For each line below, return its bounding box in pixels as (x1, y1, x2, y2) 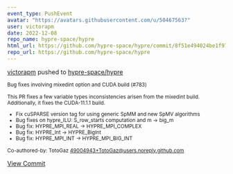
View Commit (7, 159, 46, 167)
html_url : (7, 42, 36, 49)
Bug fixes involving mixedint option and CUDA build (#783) (7, 81, 147, 88)
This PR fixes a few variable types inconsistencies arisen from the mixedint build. (7, 93, 200, 101)
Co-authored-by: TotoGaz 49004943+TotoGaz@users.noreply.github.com (7, 147, 184, 154)
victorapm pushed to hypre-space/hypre (7, 67, 123, 76)
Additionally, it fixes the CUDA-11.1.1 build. (7, 99, 106, 106)
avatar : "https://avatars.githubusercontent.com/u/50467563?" (7, 17, 191, 24)
